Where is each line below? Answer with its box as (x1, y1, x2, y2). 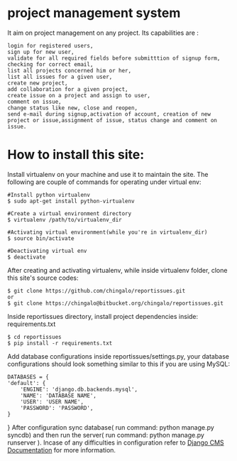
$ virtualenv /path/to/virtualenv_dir (7, 216, 122, 223)
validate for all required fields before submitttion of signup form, (7, 55, 221, 62)
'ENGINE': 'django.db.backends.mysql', (20, 386, 138, 393)
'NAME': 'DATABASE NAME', (20, 392, 97, 399)
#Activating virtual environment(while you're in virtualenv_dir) (7, 229, 208, 236)
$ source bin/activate (7, 234, 75, 242)
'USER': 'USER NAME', (20, 398, 84, 406)
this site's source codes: (7, 273, 79, 282)
